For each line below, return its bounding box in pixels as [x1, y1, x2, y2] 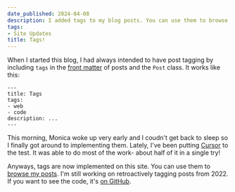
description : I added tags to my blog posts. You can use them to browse [7, 17, 229, 24]
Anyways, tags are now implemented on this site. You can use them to [7, 162, 211, 171]
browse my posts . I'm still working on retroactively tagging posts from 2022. [7, 169, 229, 178]
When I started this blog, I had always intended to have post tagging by [7, 56, 214, 64]
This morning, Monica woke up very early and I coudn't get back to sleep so [7, 134, 229, 142]
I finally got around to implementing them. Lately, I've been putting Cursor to [7, 141, 229, 150]
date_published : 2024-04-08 [7, 10, 90, 18]
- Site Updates [7, 30, 52, 37]
